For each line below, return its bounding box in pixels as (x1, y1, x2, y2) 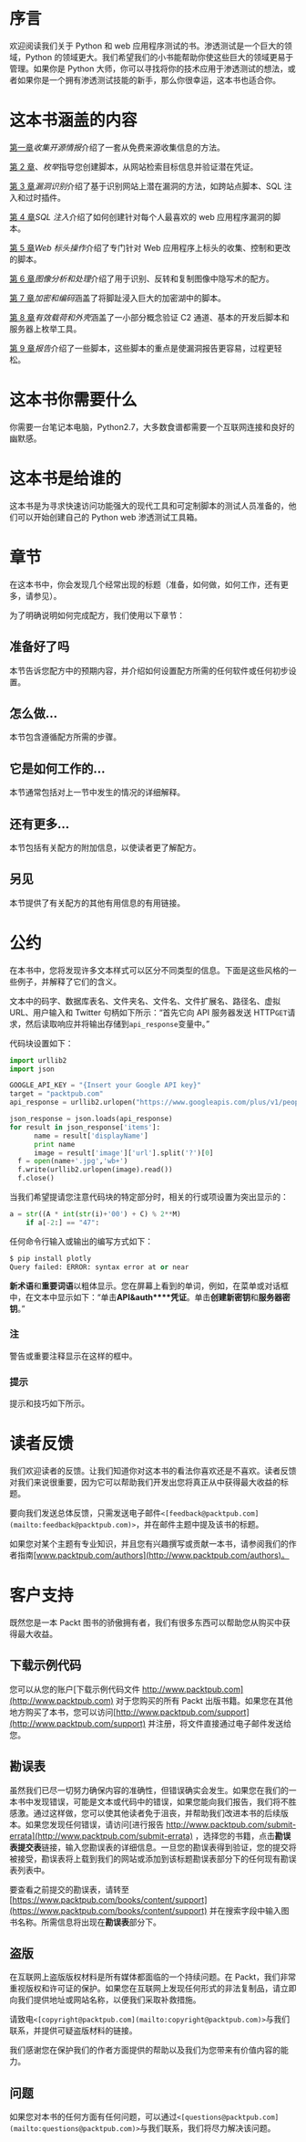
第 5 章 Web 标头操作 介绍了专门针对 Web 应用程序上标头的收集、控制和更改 (9, 242, 291, 253)
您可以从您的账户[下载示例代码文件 (9, 1684, 141, 1695)
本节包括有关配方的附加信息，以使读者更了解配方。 (9, 842, 201, 853)
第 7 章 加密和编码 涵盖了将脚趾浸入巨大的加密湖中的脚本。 (9, 292, 226, 303)
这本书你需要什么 (9, 390, 138, 411)
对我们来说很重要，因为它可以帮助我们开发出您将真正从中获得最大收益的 (9, 1476, 280, 1488)
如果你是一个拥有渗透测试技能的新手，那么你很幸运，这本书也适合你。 (16, 74, 280, 85)
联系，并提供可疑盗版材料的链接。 (9, 2025, 138, 2036)
